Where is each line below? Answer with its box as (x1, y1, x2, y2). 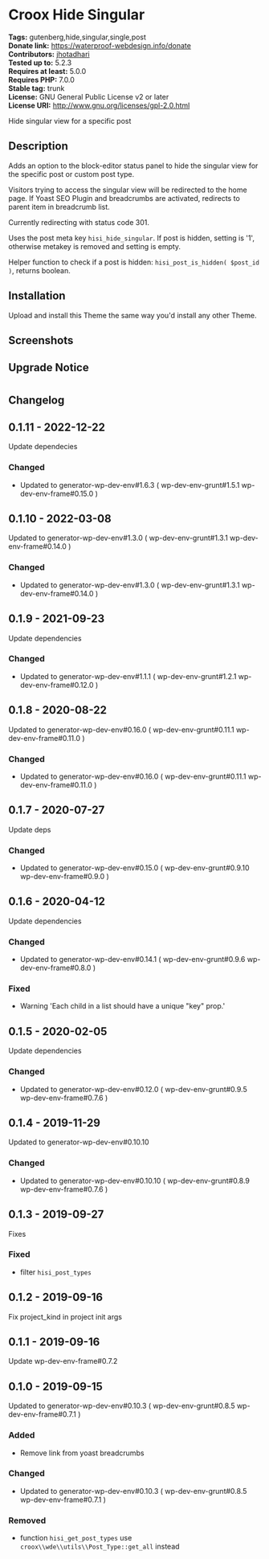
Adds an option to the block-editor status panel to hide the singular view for (8, 161, 259, 170)
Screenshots (8, 333, 74, 347)
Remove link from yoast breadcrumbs (19, 1448, 145, 1458)
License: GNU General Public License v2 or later (8, 92, 169, 101)
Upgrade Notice (8, 361, 90, 374)
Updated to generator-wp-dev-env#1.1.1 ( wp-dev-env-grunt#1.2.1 (19, 671, 237, 681)
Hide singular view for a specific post (8, 116, 132, 125)
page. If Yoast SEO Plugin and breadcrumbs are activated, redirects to (8, 193, 241, 203)
